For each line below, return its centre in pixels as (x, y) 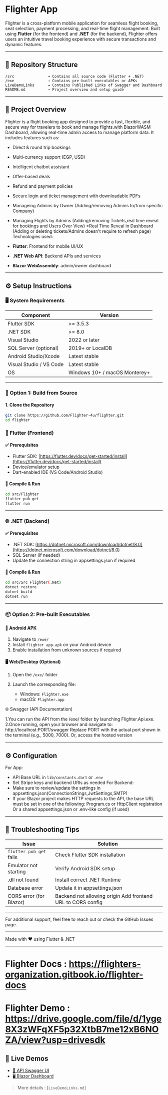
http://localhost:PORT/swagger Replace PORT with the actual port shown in (83, 730)
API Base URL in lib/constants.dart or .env (58, 778)
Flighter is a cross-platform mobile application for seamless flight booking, (82, 23)
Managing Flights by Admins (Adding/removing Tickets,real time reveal (85, 220)
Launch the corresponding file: (44, 684)
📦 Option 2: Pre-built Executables (47, 614)
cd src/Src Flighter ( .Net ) (33, 583)
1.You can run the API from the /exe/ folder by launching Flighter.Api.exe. (80, 719)
